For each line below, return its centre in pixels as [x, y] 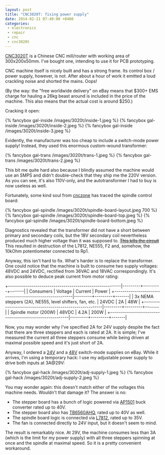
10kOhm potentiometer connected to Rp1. [47, 251]
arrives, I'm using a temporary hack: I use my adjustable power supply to [79, 357]
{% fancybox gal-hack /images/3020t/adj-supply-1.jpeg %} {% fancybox [79, 372]
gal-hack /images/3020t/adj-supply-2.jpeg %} [52, 378]
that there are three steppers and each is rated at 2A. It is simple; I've [75, 332]
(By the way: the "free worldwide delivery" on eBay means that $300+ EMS [82, 91]
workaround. [18, 448]
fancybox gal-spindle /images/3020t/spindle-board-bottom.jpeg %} [74, 221]
